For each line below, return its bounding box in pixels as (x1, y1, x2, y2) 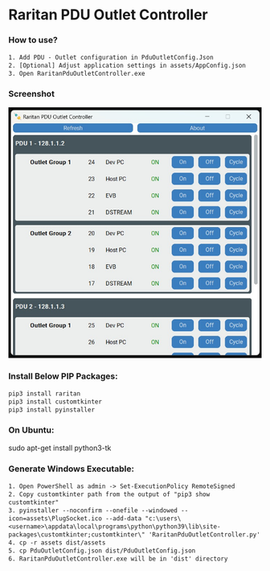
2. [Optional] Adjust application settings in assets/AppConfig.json (8, 62, 247, 70)
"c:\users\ (145, 515, 182, 523)
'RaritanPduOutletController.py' (148, 531, 261, 539)
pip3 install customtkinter (8, 398, 103, 406)
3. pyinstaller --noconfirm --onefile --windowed (8, 507, 178, 515)
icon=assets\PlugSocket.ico (8, 515, 103, 523)
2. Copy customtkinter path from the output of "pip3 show (8, 490, 211, 499)
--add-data (105, 515, 142, 523)
